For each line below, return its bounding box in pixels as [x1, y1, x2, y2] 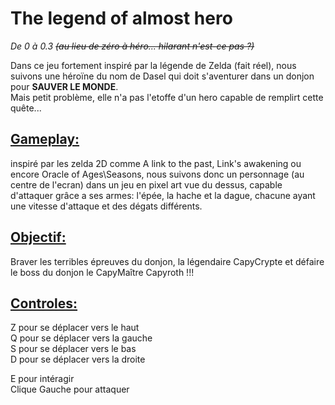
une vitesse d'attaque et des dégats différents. [10, 200, 203, 212]
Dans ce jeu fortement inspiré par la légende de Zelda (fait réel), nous [10, 59, 297, 71]
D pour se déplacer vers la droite [10, 353, 146, 366]
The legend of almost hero [10, 7, 233, 30]
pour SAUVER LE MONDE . [10, 80, 119, 92]
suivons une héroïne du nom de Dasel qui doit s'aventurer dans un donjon [10, 70, 315, 82]
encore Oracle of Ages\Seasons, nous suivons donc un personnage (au [10, 168, 305, 180]
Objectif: [10, 229, 67, 246]
